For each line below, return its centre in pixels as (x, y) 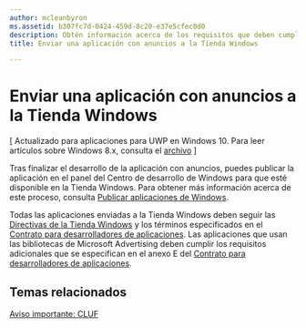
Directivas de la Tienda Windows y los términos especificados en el (136, 225)
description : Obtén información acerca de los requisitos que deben (142, 35)
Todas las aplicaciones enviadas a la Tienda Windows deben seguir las (143, 215)
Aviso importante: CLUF (54, 314)
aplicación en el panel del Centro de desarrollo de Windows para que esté (148, 178)
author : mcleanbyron (49, 18)
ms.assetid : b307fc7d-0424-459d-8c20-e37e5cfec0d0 (107, 26)
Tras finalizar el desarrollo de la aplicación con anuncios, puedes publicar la (152, 169)
